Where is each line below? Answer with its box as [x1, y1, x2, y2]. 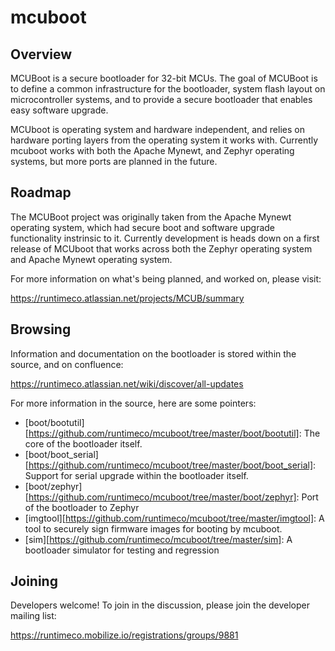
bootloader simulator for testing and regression [24, 544, 220, 556]
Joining [10, 573, 58, 590]
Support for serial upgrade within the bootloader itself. [24, 469, 249, 481]
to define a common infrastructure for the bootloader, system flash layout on [10, 83, 326, 95]
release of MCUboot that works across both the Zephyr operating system [10, 242, 313, 255]
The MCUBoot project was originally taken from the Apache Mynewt [10, 211, 292, 223]
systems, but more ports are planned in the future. [10, 156, 218, 167]
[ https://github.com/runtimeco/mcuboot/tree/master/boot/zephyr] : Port [24, 491, 319, 503]
